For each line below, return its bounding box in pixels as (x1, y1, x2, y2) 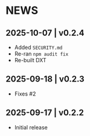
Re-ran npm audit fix (14, 50, 69, 57)
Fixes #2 (14, 90, 36, 97)
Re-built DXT (14, 57, 47, 63)
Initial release (14, 123, 48, 131)
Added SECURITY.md (14, 44, 63, 51)
